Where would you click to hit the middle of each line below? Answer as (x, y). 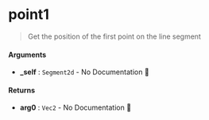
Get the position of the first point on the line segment (114, 36)
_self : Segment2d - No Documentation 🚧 (84, 72)
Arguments (27, 54)
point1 (29, 15)
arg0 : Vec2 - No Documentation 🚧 (75, 107)
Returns (22, 90)
